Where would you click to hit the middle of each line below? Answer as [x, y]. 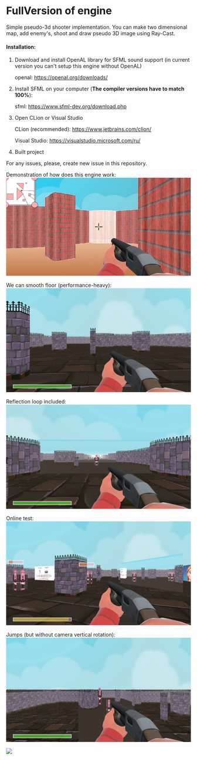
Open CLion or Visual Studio [49, 118]
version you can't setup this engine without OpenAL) [78, 66]
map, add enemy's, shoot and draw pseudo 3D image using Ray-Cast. [91, 33]
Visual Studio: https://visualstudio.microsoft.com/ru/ [77, 141]
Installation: [21, 47]
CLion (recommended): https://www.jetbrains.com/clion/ [83, 129]
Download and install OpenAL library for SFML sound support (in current [102, 60]
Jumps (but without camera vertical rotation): [61, 635]
